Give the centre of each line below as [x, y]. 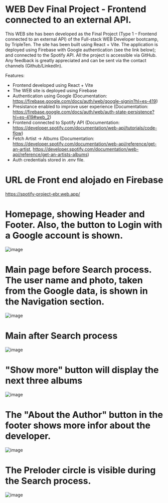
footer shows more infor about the [78, 425]
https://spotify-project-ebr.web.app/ [43, 194]
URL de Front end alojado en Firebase [84, 180]
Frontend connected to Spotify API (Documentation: [66, 122]
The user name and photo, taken [74, 280]
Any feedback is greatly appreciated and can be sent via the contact [76, 60]
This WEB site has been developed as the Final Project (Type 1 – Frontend [81, 34]
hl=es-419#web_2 [31, 117]
